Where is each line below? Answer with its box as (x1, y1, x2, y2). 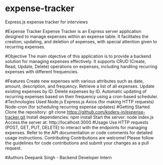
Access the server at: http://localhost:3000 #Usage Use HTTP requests (5, 119, 148, 125)
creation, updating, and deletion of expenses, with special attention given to (5, 38, 157, 44)
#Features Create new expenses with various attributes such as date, (5, 78, 144, 84)
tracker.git (5, 114, 26, 120)
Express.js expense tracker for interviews (5, 19, 88, 25)
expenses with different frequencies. (5, 68, 79, 74)
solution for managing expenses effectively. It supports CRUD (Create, (5, 58, 146, 64)
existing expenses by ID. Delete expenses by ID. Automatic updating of (5, 88, 147, 94)
